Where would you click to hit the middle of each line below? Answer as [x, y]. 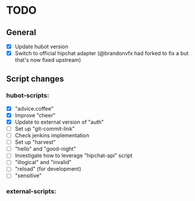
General [21, 32]
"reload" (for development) [48, 169]
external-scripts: [31, 191]
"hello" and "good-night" [45, 149]
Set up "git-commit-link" [45, 129]
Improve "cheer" [35, 115]
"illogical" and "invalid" [43, 162]
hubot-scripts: [28, 96]
